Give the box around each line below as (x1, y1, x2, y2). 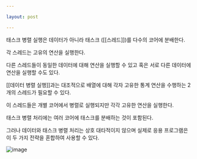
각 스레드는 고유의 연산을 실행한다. (6, 49, 85, 56)
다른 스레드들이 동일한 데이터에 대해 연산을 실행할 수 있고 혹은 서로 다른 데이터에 (6, 61, 192, 68)
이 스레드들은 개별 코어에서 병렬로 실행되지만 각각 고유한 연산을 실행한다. (6, 101, 174, 109)
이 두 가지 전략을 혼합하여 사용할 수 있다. (6, 134, 100, 141)
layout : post (6, 14, 39, 20)
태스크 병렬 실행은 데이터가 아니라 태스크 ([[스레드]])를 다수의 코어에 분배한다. (6, 36, 186, 43)
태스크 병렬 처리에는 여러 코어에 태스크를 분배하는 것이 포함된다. (6, 114, 154, 121)
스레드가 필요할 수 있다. (17, 88, 71, 96)
